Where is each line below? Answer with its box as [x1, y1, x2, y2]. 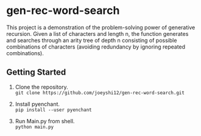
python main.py [15, 124, 54, 130]
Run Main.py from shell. [15, 117, 75, 124]
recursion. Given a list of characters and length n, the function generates [6, 30, 189, 37]
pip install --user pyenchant [15, 107, 93, 113]
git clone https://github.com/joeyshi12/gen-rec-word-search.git [15, 89, 185, 96]
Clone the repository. [15, 83, 68, 90]
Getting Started [6, 67, 66, 78]
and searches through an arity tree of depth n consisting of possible [6, 36, 177, 44]
